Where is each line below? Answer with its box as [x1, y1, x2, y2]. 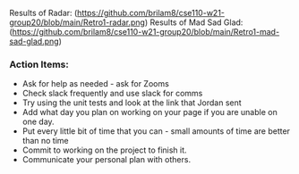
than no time [21, 136, 69, 146]
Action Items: [9, 58, 69, 70]
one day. [21, 116, 56, 128]
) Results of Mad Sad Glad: [144, 17, 243, 28]
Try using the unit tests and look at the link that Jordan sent [21, 97, 242, 108]
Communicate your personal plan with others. [21, 154, 191, 165]
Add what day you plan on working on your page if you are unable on [21, 107, 278, 118]
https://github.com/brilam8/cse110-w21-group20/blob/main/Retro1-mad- [12, 27, 280, 37]
